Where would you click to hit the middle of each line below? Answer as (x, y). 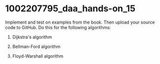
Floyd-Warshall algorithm (38, 56)
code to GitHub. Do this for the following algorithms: (58, 27)
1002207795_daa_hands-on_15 (70, 9)
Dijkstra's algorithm (32, 37)
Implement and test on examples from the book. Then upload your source (80, 22)
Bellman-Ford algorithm (36, 46)
